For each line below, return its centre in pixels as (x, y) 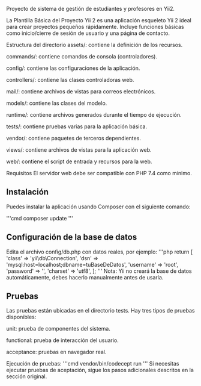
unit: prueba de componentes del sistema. (58, 329)
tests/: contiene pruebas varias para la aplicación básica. (77, 126)
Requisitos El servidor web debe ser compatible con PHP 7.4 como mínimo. (99, 173)
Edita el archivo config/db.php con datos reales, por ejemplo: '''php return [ (100, 252)
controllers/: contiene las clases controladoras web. (70, 80)
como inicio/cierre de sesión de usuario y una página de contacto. (88, 33)
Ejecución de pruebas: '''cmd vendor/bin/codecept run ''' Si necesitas (93, 364)
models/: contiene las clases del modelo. (57, 103)
